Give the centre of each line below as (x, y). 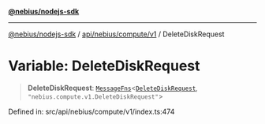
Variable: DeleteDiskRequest (104, 66)
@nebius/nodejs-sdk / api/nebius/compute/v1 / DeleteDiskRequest (116, 34)
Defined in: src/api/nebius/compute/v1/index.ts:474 (91, 111)
